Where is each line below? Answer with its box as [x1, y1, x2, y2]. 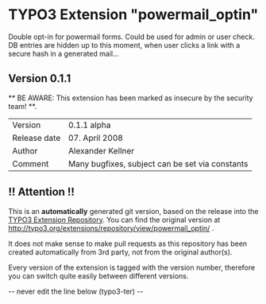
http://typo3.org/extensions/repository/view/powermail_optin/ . [8, 223, 214, 232]
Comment [12, 158, 49, 169]
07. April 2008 [68, 132, 123, 143]
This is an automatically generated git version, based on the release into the [8, 206, 259, 216]
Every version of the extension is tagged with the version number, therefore [8, 263, 256, 272]
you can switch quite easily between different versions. [8, 271, 189, 280]
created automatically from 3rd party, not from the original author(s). [8, 247, 233, 256]
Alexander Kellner [68, 145, 135, 156]
